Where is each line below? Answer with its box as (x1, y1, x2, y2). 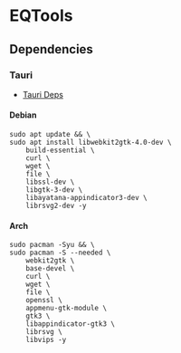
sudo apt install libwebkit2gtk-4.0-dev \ (9, 138, 172, 148)
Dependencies (9, 42, 93, 57)
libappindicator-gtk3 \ (25, 320, 116, 329)
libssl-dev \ (25, 177, 75, 186)
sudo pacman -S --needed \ (9, 248, 111, 258)
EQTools (9, 5, 73, 26)
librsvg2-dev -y (25, 201, 88, 211)
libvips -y (25, 336, 67, 345)
